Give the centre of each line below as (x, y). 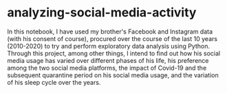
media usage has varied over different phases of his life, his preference (108, 60)
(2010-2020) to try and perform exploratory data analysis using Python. (108, 46)
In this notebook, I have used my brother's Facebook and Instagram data (110, 31)
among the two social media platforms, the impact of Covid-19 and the (107, 68)
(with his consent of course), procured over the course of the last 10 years (112, 38)
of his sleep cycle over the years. (54, 82)
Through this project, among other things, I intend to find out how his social (114, 53)
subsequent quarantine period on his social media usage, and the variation (113, 75)
